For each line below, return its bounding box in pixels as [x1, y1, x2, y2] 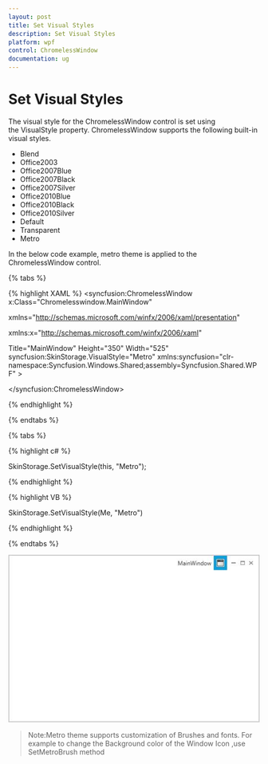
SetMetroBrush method [27, 746, 105, 757]
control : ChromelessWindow [8, 46, 98, 55]
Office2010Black [19, 199, 74, 209]
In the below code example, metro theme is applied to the [8, 249, 198, 258]
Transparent [19, 225, 61, 234]
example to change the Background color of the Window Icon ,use [27, 738, 246, 748]
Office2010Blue [19, 191, 71, 201]
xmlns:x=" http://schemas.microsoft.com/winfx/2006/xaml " [8, 328, 202, 337]
